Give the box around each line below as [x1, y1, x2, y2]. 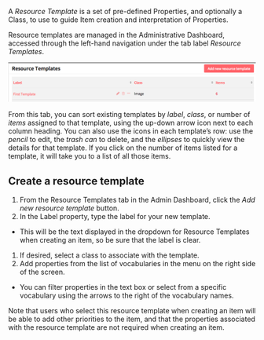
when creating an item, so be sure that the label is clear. [19, 236, 201, 245]
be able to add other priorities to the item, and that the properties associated [8, 314, 255, 324]
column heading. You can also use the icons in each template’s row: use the [8, 126, 254, 136]
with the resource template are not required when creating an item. [8, 323, 225, 332]
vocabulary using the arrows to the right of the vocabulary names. [19, 291, 234, 301]
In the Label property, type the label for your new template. [19, 212, 211, 221]
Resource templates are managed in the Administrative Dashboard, [8, 31, 225, 39]
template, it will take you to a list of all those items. [8, 152, 171, 161]
